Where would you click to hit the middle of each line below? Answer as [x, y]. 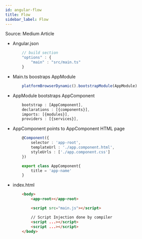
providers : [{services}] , [50, 119]
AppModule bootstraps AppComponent [54, 95]
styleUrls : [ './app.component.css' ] [70, 152]
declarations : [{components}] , [56, 109]
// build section [40, 53]
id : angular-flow [23, 10]
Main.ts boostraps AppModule [44, 76]
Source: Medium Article [30, 34]
